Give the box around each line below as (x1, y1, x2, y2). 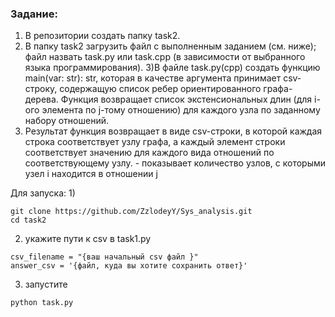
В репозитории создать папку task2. (24, 30, 181, 42)
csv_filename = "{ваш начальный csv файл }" (10, 252, 199, 262)
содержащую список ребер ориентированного (59, 83, 262, 95)
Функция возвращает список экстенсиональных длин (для (60, 93, 313, 106)
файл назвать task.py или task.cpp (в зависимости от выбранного (24, 51, 306, 63)
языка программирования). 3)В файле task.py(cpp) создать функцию (24, 62, 321, 74)
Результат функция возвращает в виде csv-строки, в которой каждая (24, 125, 323, 137)
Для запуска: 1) (10, 187, 76, 199)
